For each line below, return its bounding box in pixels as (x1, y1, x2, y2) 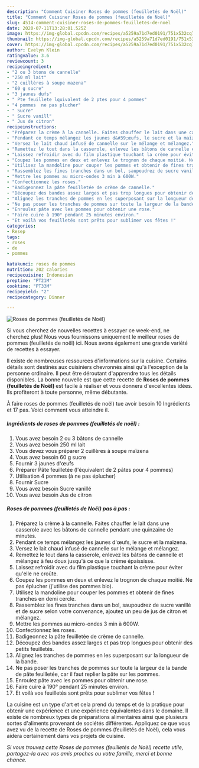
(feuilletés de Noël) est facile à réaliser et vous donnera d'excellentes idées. (6, 383, 193, 390)
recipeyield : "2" (6, 289, 50, 294)
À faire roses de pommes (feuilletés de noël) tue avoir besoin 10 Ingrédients (6, 400, 191, 407)
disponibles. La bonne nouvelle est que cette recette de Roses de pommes (6, 376, 190, 383)
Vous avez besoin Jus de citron (15, 491, 92, 498)
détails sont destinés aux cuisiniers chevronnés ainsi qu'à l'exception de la (6, 364, 188, 371)
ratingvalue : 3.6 (6, 53, 50, 59)
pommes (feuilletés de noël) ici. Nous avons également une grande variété (6, 339, 188, 346)
